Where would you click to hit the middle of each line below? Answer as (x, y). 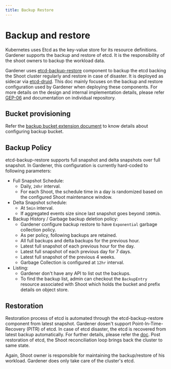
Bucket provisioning (38, 114)
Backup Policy (29, 147)
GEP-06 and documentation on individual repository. (61, 97)
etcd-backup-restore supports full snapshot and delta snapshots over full (83, 160)
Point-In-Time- (148, 324)
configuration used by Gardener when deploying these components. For (81, 87)
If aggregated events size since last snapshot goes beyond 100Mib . (91, 214)
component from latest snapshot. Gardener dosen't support (68, 324)
